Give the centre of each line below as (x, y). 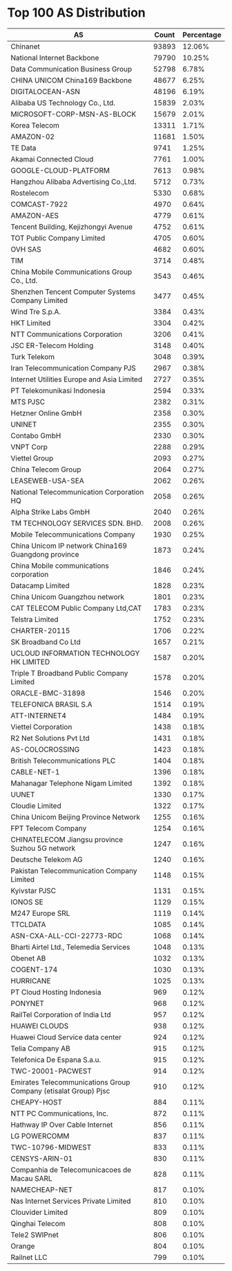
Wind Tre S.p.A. (36, 311)
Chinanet (25, 46)
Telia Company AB (40, 1048)
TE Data (23, 148)
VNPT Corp (29, 447)
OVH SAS (26, 249)
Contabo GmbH (36, 435)
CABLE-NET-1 (35, 772)
